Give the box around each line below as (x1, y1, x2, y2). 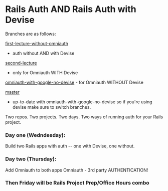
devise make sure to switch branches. (12, 104, 91, 110)
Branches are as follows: (5, 31, 56, 37)
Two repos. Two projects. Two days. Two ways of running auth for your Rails (5, 114, 163, 120)
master (5, 89, 20, 95)
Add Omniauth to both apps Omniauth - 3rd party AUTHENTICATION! (5, 167, 148, 173)
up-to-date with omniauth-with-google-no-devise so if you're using (12, 99, 152, 105)
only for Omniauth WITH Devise (12, 69, 78, 76)
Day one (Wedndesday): (5, 131, 66, 138)
